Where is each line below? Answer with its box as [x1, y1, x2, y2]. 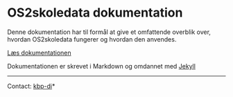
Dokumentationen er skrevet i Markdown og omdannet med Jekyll [7, 62, 196, 70]
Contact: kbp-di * [7, 82, 55, 90]
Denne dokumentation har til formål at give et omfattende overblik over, [7, 28, 212, 36]
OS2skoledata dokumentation [7, 5, 183, 21]
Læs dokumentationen [7, 48, 71, 57]
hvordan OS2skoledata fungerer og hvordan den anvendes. [7, 35, 177, 43]
